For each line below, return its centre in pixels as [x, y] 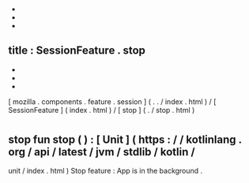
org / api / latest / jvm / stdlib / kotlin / [102, 152]
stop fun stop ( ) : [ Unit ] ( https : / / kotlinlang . [125, 140]
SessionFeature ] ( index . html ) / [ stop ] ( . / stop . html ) [102, 110]
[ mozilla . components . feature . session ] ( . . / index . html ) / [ [112, 101]
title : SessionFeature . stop [77, 51]
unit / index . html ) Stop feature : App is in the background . [106, 171]
